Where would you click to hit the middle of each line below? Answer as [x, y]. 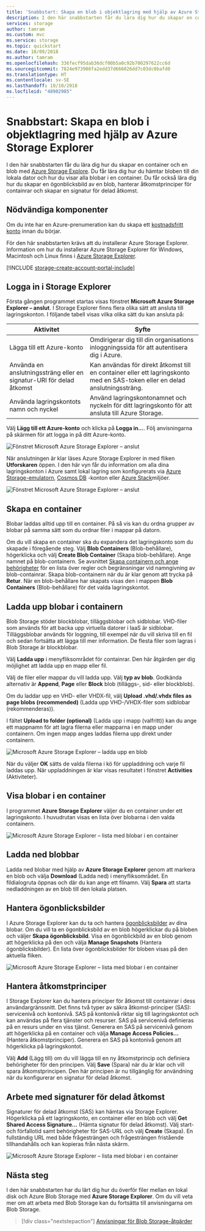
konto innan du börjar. [34, 231]
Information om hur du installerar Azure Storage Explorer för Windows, [95, 249]
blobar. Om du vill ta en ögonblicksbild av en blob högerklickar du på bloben [102, 929]
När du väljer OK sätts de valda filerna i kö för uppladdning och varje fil [95, 764]
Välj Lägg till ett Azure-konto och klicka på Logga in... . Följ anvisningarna [99, 428]
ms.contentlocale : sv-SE [38, 80]
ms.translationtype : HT [37, 75]
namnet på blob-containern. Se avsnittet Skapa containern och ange [92, 561]
